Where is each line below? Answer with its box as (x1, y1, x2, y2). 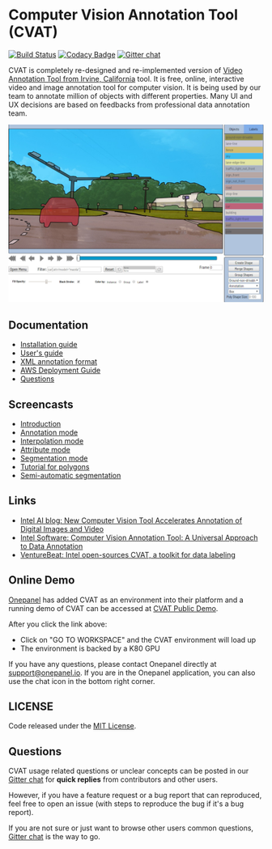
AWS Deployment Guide (19, 366, 101, 376)
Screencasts (8, 397, 74, 411)
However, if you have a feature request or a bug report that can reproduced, (8, 791, 262, 800)
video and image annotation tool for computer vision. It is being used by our (8, 83, 261, 92)
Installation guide (19, 340, 78, 350)
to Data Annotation (19, 541, 83, 551)
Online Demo (8, 573, 75, 588)
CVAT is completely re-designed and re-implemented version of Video (8, 65, 243, 74)
